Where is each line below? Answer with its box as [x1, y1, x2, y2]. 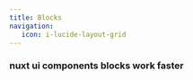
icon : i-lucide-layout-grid [21, 30, 127, 39]
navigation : [9, 22, 54, 31]
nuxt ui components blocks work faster [9, 59, 184, 72]
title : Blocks [9, 13, 63, 22]
